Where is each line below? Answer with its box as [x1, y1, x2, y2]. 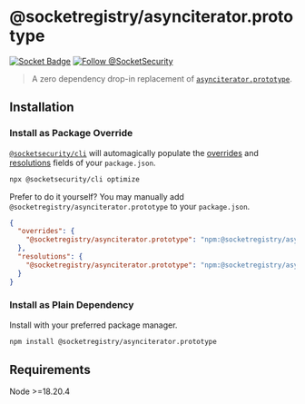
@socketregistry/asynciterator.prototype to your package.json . [9, 201, 251, 212]
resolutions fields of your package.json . [9, 157, 156, 168]
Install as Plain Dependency [9, 299, 134, 311]
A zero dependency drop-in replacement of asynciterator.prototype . [31, 73, 292, 84]
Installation [9, 100, 74, 115]
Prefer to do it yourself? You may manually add [9, 191, 184, 202]
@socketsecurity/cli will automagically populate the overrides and [9, 147, 259, 158]
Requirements [9, 362, 91, 378]
